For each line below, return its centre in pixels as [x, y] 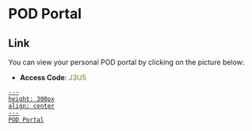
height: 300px [32, 99]
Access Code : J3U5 [53, 77]
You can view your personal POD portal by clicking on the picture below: [126, 62]
